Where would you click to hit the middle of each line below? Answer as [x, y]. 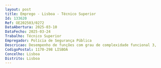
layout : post [18, 9]
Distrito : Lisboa [22, 58]
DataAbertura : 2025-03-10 [31, 27]
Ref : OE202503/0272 [25, 23]
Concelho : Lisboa [22, 54]
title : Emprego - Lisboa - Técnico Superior [51, 14]
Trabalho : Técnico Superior [33, 36]
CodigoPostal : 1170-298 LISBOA [37, 49]
